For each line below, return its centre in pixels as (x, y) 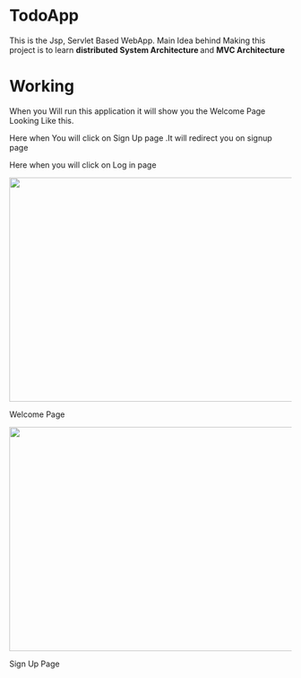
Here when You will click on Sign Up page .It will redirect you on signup (141, 138)
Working (42, 87)
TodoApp (44, 16)
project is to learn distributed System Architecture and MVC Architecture (147, 49)
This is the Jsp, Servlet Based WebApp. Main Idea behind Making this (138, 40)
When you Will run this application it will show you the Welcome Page (138, 111)
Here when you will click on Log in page (83, 165)
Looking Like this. (42, 120)
